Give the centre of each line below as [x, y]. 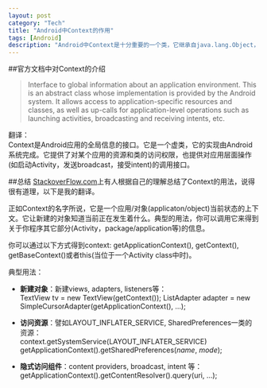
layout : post [30, 16]
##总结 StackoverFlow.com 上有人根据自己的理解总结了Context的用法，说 [128, 182]
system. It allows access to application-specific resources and [130, 102]
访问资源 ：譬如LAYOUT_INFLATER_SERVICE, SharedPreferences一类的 [136, 323]
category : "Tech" [37, 23]
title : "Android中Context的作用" [61, 30]
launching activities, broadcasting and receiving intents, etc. [126, 118]
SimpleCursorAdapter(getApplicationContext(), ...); [103, 306]
